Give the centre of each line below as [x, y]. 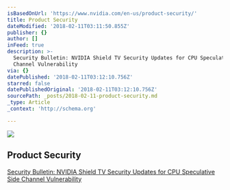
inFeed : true [26, 45]
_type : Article [29, 103]
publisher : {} [27, 32]
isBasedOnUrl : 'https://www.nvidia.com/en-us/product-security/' [102, 13]
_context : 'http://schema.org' [52, 109]
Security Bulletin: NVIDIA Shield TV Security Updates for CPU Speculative [111, 172]
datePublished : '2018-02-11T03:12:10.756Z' [70, 77]
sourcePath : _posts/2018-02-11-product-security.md [82, 96]
